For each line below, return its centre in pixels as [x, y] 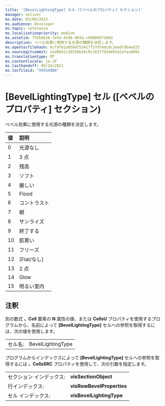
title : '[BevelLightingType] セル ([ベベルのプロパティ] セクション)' [74, 10]
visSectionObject [91, 376]
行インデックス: [26, 386]
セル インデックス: [29, 395]
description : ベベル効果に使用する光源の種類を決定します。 [60, 43]
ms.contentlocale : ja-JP [31, 61]
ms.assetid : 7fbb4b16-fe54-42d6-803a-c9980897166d [59, 38]
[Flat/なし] [31, 259]
